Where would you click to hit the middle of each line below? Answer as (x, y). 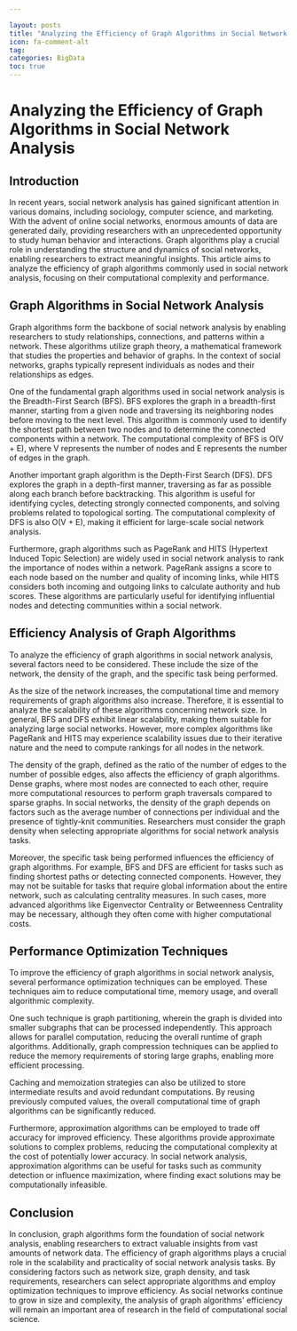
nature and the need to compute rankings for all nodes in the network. (137, 747)
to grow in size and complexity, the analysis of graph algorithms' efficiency (146, 1300)
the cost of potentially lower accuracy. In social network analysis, (129, 1157)
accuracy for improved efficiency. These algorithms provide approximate (142, 1137)
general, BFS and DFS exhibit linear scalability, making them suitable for (141, 719)
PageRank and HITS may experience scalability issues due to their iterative (146, 737)
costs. (20, 923)
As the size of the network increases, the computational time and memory (144, 690)
